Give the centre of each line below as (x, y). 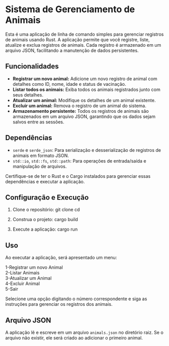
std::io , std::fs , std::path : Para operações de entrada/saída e (79, 161)
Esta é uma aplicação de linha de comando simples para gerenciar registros (84, 34)
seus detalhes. (28, 95)
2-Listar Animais (22, 273)
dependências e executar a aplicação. (45, 181)
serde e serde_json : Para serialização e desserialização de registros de (87, 150)
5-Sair (12, 289)
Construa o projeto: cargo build (45, 219)
